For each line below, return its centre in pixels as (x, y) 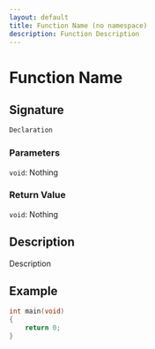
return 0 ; (43, 328)
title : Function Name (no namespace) (78, 26)
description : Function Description (74, 34)
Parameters (34, 153)
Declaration (31, 130)
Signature (37, 110)
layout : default (39, 17)
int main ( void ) (37, 311)
